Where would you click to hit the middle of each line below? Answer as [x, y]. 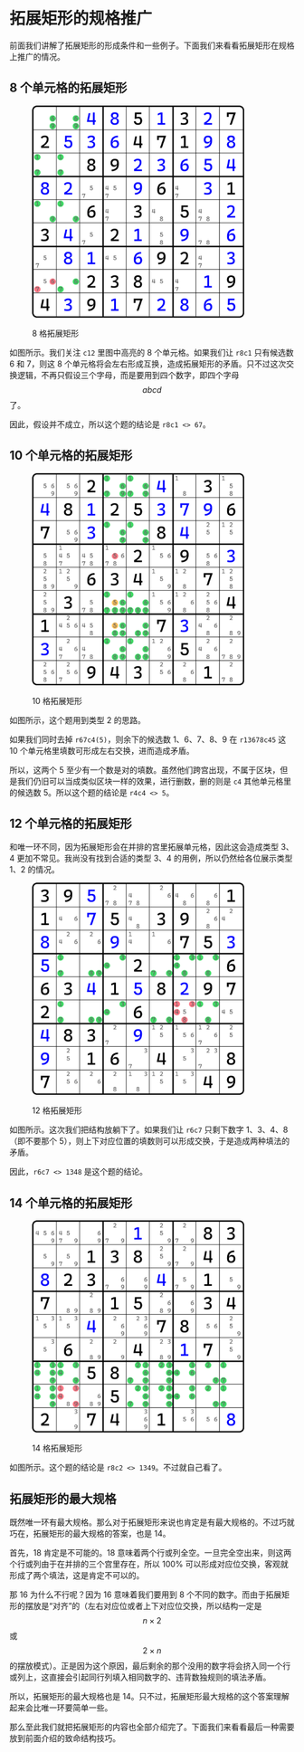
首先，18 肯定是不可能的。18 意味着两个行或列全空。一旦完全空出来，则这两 [151, 1552]
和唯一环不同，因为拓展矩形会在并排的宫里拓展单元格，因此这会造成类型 [144, 847]
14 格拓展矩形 [57, 1448]
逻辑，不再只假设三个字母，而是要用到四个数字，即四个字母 [128, 375]
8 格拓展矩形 [56, 333]
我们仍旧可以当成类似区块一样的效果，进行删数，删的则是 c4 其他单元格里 [154, 781]
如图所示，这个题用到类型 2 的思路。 [78, 719]
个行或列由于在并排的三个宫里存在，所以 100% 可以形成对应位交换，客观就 [149, 1564]
